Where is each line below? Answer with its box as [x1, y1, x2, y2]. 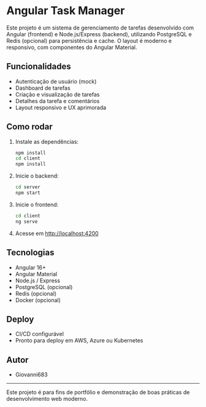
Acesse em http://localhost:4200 [15, 230, 99, 237]
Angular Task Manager [6, 4, 125, 18]
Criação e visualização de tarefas [15, 90, 100, 98]
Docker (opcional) [15, 296, 61, 304]
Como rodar [6, 122, 53, 132]
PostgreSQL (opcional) [15, 283, 73, 290]
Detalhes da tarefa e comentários [15, 97, 100, 104]
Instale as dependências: [15, 138, 78, 145]
